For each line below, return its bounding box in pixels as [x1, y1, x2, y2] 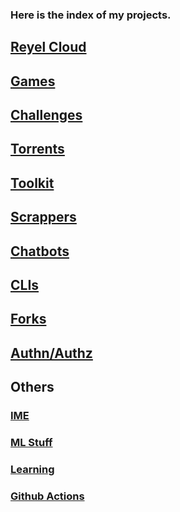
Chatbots [10, 243, 70, 260]
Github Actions [10, 489, 85, 503]
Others [10, 379, 55, 396]
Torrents [10, 141, 65, 158]
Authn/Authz [10, 344, 93, 362]
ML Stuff [10, 436, 53, 450]
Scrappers [10, 209, 77, 226]
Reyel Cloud [10, 39, 87, 56]
